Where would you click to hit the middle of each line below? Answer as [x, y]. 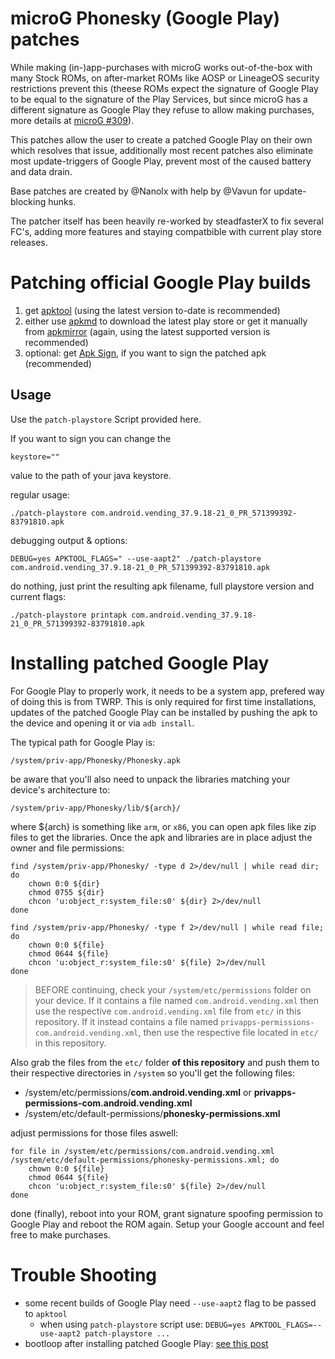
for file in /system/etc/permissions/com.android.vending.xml [142, 1151]
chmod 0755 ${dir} [66, 892]
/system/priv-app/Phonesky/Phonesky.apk [96, 760]
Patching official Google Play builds [161, 283]
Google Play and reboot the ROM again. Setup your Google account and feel [167, 1224]
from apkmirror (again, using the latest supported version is [147, 331]
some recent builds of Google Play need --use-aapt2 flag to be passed [170, 1303]
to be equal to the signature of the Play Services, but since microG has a [159, 99]
